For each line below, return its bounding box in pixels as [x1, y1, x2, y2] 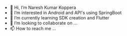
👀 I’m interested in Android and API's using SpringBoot [9, 10, 122, 16]
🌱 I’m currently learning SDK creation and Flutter [9, 15, 110, 20]
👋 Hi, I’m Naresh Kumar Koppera [9, 5, 76, 10]
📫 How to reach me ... [9, 26, 56, 31]
